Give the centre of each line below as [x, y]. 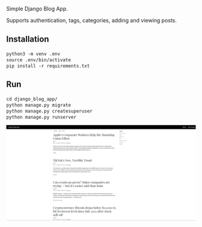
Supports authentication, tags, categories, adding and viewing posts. [92, 20]
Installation [28, 39]
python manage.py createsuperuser [50, 111]
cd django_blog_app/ [32, 99]
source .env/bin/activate [38, 60]
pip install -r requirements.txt [48, 66]
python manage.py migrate [38, 105]
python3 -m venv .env [33, 54]
